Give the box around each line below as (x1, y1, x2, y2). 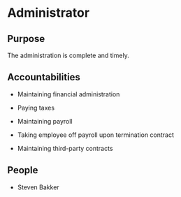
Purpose (7, 33, 45, 45)
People (7, 164, 38, 176)
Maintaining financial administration (17, 89, 120, 98)
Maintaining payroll (17, 117, 73, 125)
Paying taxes (17, 103, 55, 112)
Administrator (7, 5, 89, 21)
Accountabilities (7, 71, 80, 83)
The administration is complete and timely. (7, 51, 129, 59)
